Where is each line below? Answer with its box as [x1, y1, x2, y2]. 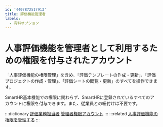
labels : [5, 16, 21, 21]
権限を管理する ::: [5, 117, 40, 123]
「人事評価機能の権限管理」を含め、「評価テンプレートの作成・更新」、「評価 [5, 72, 156, 78]
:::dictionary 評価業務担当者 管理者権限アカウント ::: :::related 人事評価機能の [5, 111, 158, 117]
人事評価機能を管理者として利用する [5, 43, 149, 54]
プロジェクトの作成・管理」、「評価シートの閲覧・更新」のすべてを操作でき [5, 78, 154, 84]
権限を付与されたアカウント [22, 55, 133, 66]
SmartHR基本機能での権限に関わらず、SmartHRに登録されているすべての [5, 95, 150, 100]
